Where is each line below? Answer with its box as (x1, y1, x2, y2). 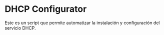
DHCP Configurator (4, 3, 87, 15)
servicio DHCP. (4, 25, 36, 31)
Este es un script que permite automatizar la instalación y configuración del (4, 20, 160, 26)
